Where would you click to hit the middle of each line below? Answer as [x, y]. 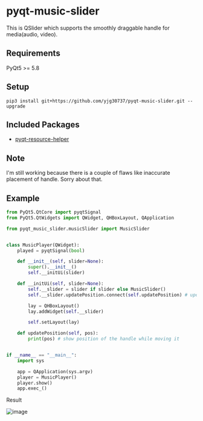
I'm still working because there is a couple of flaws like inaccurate [88, 173]
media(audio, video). [32, 34]
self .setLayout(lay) [54, 322]
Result [14, 400]
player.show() [35, 383]
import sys [31, 361]
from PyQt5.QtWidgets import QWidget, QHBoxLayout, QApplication [90, 218]
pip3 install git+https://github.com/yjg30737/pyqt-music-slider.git [96, 101]
